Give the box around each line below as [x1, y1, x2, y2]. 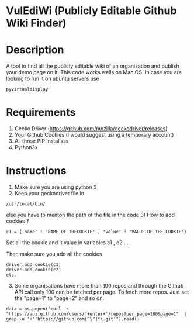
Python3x [14, 144, 38, 151]
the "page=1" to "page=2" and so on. [14, 295, 104, 302]
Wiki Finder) [6, 16, 67, 30]
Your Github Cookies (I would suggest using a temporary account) [14, 132, 174, 139]
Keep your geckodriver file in [14, 190, 85, 196]
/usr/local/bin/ [6, 201, 46, 207]
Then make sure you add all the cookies [6, 250, 102, 257]
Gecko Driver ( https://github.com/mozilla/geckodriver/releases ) [14, 125, 168, 132]
